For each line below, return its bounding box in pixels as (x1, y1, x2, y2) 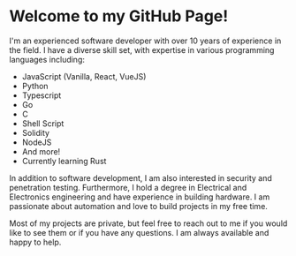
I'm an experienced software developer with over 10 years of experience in (9, 35, 282, 46)
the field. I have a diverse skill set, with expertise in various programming (9, 44, 275, 55)
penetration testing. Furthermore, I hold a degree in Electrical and (9, 182, 247, 192)
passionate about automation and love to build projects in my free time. (9, 200, 268, 211)
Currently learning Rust (21, 155, 107, 166)
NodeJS (21, 137, 52, 147)
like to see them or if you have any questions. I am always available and (9, 227, 269, 237)
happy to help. (9, 237, 62, 247)
